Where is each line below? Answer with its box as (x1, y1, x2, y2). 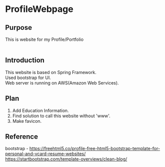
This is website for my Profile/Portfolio (5, 36, 84, 42)
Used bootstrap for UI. (5, 75, 51, 81)
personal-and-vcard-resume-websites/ (5, 151, 86, 157)
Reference (5, 133, 38, 141)
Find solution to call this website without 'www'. (12, 113, 111, 119)
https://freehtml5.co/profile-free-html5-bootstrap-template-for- (29, 146, 161, 152)
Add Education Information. (12, 107, 69, 113)
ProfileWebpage (5, 3, 74, 15)
